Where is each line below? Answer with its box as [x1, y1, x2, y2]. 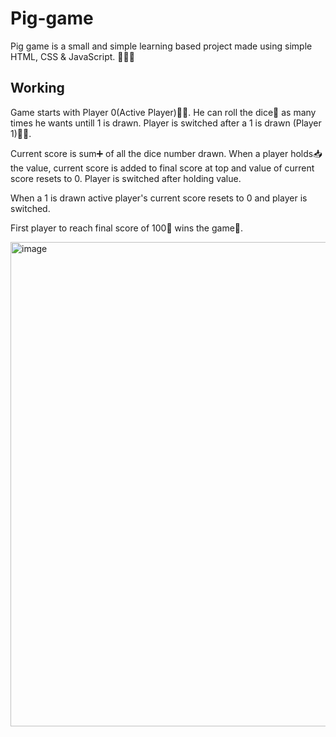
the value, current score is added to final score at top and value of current [10, 162, 315, 174]
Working [10, 80, 65, 97]
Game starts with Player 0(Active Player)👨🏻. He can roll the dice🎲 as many [10, 106, 317, 118]
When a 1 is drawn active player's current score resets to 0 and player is [10, 192, 308, 204]
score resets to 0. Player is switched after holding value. [10, 172, 242, 184]
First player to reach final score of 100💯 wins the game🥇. [10, 222, 244, 234]
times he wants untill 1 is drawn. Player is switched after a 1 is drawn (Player [10, 117, 322, 129]
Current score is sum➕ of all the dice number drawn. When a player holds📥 [10, 147, 323, 159]
